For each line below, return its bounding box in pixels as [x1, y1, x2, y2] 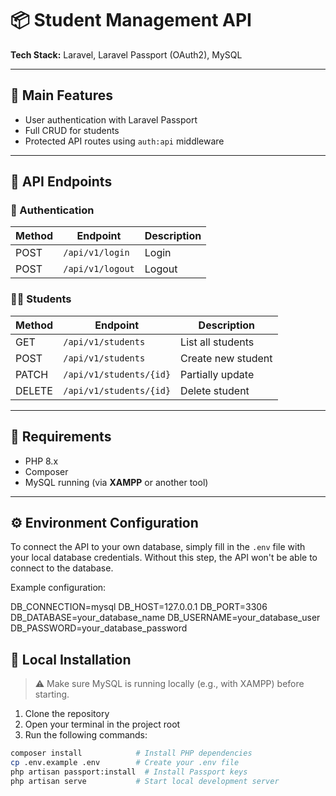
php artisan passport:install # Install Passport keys [10, 767, 248, 777]
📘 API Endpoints [10, 173, 113, 191]
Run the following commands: [24, 729, 148, 741]
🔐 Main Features [10, 87, 113, 104]
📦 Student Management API [10, 9, 252, 32]
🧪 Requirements [10, 428, 112, 446]
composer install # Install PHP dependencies [10, 748, 253, 759]
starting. [34, 688, 70, 701]
